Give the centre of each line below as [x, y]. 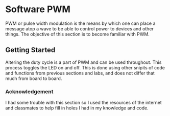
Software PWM [38, 9]
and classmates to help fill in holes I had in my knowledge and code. [77, 108]
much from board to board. [34, 78]
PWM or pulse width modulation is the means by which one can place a [80, 23]
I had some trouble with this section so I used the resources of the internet [83, 103]
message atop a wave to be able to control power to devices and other [80, 28]
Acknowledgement [29, 91]
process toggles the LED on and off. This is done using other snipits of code [85, 67]
